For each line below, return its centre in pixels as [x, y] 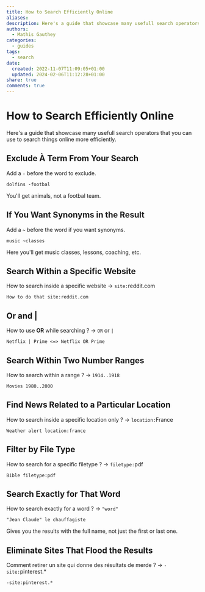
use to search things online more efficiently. [61, 139]
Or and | [22, 316]
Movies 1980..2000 [30, 386]
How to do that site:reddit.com [47, 297]
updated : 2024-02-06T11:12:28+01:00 [58, 74]
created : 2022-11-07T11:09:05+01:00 [58, 69]
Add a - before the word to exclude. [51, 173]
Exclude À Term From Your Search [73, 158]
